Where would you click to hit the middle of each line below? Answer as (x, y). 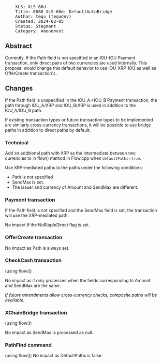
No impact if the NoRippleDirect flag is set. (48, 225)
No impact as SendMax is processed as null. (49, 333)
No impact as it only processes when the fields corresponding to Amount (78, 280)
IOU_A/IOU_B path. (24, 110)
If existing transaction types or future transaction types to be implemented (79, 120)
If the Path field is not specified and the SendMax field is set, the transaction (81, 211)
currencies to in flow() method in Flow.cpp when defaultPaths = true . (73, 158)
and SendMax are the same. (33, 286)
